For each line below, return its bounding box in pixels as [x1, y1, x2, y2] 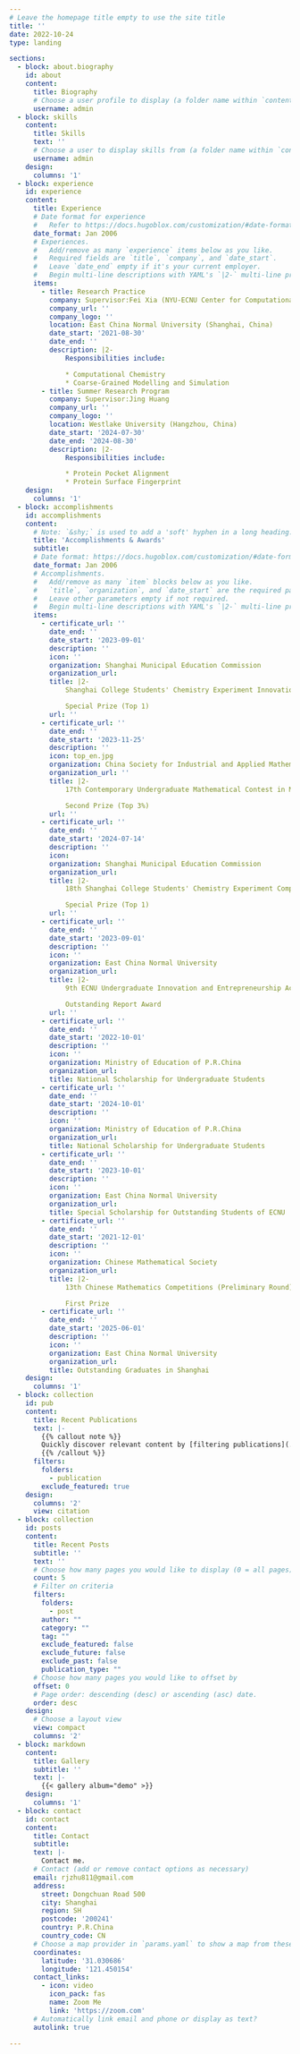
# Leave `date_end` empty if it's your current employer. [32, 262, 262, 271]
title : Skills [32, 129, 87, 139]
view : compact [32, 1724, 87, 1733]
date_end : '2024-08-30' [48, 436, 138, 446]
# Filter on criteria [32, 1581, 114, 1591]
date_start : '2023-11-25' [48, 735, 146, 744]
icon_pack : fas [48, 1990, 105, 1999]
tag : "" [41, 1632, 70, 1641]
